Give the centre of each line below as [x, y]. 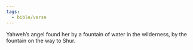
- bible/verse [29, 17]
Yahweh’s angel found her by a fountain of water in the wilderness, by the [96, 34]
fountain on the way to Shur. [41, 40]
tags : [13, 12]
